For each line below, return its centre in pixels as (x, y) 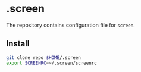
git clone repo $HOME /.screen (44, 57)
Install (18, 44)
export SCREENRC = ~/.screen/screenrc (51, 63)
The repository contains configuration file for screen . (70, 25)
